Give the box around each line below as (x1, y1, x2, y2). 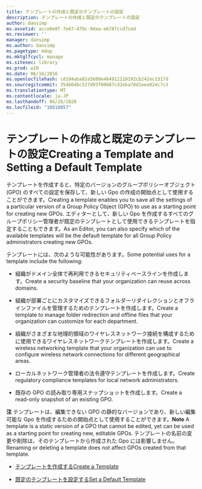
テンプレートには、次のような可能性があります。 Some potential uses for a (6, 251, 191, 258)
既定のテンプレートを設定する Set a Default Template (14, 476, 146, 483)
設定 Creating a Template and (27, 147, 174, 161)
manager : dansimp (6, 37, 50, 43)
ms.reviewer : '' (6, 31, 47, 37)
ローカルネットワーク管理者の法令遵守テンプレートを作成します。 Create (14, 369, 195, 377)
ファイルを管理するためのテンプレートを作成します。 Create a (25, 304, 178, 312)
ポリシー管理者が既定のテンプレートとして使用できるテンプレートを (22, 218, 191, 225)
